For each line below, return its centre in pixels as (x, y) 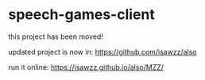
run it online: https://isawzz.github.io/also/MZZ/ (86, 67)
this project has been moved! (56, 36)
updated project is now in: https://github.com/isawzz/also (102, 51)
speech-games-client (81, 15)
